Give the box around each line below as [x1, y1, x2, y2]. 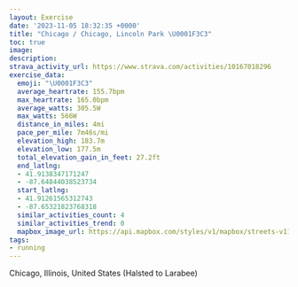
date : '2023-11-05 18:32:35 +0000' [9, 21, 141, 30]
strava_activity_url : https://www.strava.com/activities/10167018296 [9, 63, 272, 72]
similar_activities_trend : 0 [17, 219, 125, 228]
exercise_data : [9, 71, 66, 80]
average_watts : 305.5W [17, 104, 101, 112]
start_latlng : [17, 186, 69, 195]
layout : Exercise [9, 12, 74, 22]
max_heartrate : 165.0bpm [17, 95, 109, 105]
